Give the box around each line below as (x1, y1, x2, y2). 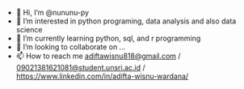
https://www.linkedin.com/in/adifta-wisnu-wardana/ (15, 71, 189, 81)
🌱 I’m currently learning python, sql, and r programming (15, 33, 201, 43)
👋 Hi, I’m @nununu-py (15, 8, 90, 17)
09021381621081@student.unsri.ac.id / (15, 63, 145, 72)
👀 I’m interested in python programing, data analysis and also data (15, 16, 237, 26)
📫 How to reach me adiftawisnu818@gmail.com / (15, 51, 181, 61)
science (15, 25, 43, 34)
